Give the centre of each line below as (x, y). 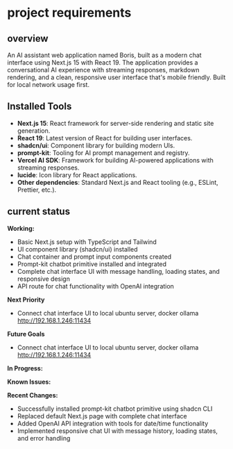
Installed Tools (40, 107)
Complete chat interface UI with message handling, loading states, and (118, 271)
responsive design (44, 279)
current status (39, 212)
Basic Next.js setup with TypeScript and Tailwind (87, 242)
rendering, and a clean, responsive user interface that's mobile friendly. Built (116, 77)
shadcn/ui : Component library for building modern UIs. (96, 145)
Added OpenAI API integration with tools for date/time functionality (113, 423)
